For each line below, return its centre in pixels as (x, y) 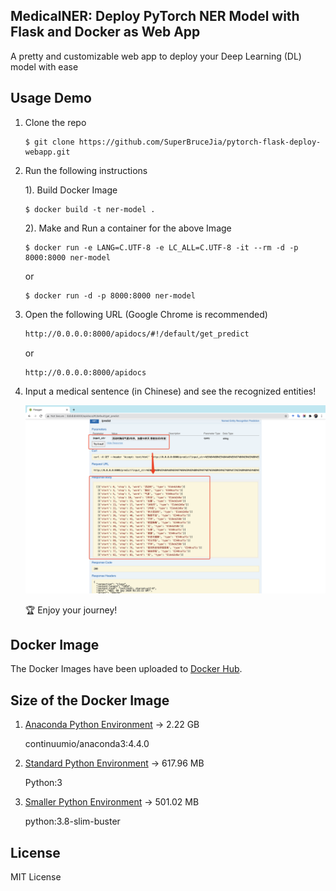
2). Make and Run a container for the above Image (128, 228)
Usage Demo (51, 98)
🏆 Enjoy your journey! (71, 610)
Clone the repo (55, 122)
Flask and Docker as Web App (105, 32)
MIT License (36, 876)
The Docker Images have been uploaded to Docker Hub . (126, 669)
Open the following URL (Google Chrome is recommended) (146, 314)
